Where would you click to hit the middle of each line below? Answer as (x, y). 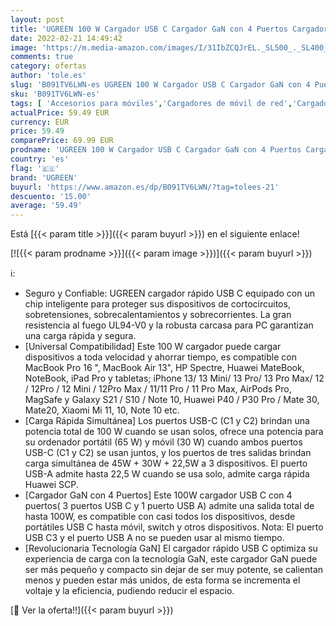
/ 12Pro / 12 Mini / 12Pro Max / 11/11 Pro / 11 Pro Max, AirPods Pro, (158, 389)
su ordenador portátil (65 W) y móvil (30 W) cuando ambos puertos (163, 442)
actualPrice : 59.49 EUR (60, 112)
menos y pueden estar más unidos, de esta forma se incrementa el (162, 580)
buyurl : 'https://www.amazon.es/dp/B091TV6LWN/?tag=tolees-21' (145, 187)
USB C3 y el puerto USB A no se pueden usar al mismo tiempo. (154, 538)
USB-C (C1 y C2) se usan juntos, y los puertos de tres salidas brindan (168, 453)
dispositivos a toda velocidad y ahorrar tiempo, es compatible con (160, 357)
